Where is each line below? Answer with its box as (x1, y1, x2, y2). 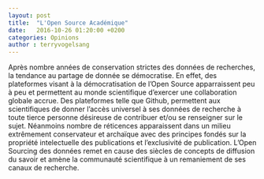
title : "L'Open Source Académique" (8, 19, 128, 27)
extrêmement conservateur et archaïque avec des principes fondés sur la (8, 129, 247, 139)
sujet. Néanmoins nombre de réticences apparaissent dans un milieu (8, 121, 231, 131)
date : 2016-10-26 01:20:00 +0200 (8, 26, 125, 34)
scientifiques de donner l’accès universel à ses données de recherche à (8, 104, 242, 114)
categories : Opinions (8, 33, 80, 42)
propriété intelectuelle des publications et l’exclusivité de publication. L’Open (8, 138, 257, 147)
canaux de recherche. (8, 163, 80, 173)
